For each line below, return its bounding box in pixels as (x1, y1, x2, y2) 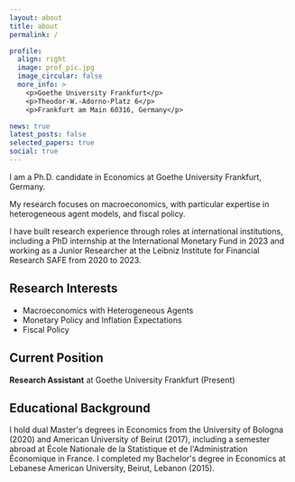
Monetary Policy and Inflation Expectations (22, 314, 182, 326)
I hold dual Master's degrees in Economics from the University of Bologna (9, 424, 284, 435)
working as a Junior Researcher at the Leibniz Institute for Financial (9, 245, 260, 256)
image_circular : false (17, 71, 103, 81)
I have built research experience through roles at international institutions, (9, 225, 283, 236)
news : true (9, 121, 51, 131)
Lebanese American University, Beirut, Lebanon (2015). (9, 463, 215, 474)
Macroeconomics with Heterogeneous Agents (22, 305, 194, 316)
